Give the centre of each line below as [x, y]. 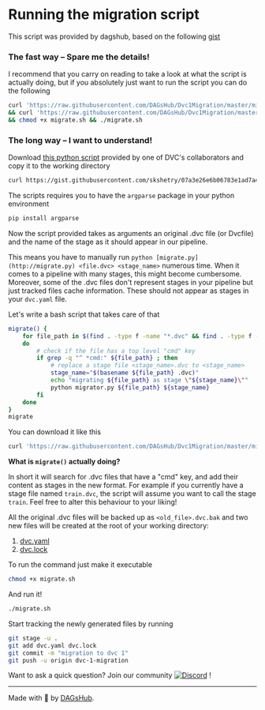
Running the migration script [104, 15]
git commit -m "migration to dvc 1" [68, 653]
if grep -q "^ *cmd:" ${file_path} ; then [107, 358]
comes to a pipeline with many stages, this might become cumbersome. [125, 273]
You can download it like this [54, 432]
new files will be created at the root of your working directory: [108, 526]
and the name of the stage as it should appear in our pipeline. [108, 242]
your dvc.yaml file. [37, 299]
